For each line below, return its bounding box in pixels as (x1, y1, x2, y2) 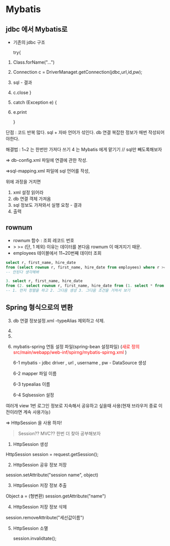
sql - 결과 (13, 79, 32, 85)
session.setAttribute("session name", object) (6, 472, 99, 478)
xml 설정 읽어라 (13, 190, 44, 195)
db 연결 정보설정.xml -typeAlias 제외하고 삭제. (13, 317, 105, 324)
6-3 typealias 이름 (13, 381, 50, 387)
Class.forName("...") (13, 59, 55, 65)
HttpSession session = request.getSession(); (6, 451, 99, 457)
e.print (13, 109, 27, 115)
